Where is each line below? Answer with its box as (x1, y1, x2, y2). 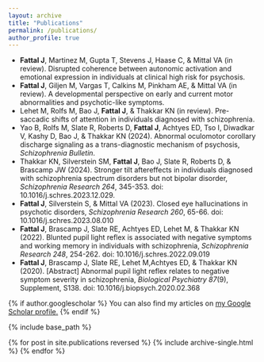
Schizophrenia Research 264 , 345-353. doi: (19, 182, 164, 191)
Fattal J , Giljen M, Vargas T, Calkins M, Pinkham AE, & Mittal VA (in (19, 81, 238, 90)
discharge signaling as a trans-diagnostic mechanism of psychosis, (19, 140, 240, 149)
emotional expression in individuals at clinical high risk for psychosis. (19, 72, 246, 82)
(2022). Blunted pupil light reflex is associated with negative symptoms (19, 233, 252, 242)
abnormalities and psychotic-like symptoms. (19, 98, 165, 107)
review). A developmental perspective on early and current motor (19, 89, 234, 99)
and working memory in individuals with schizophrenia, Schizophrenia (19, 241, 249, 251)
